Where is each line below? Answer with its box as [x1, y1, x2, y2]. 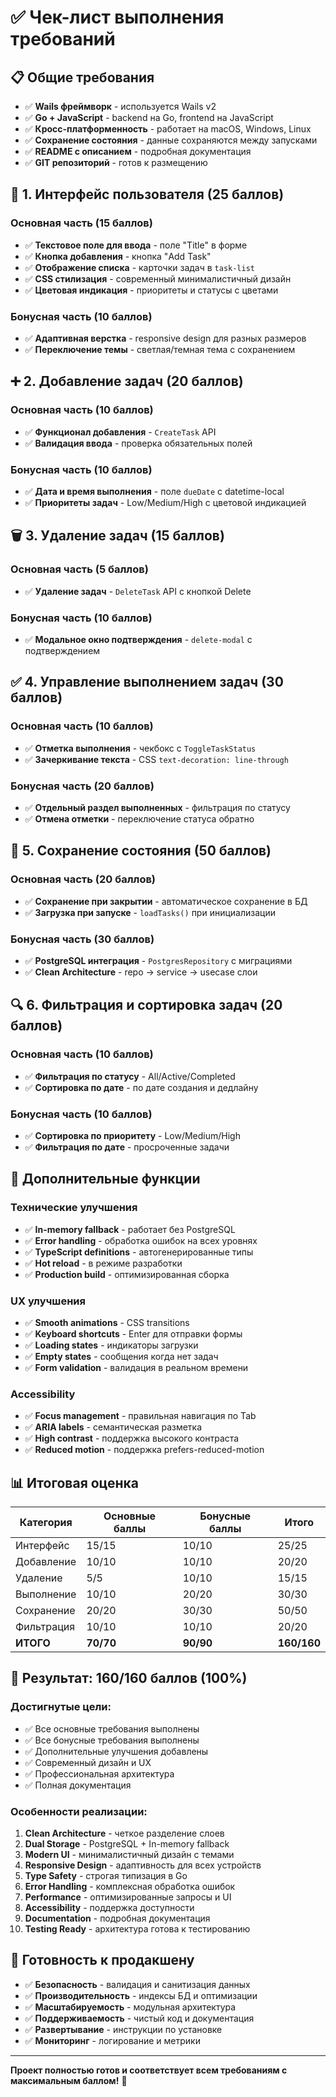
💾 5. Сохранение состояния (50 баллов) [10, 842, 272, 860]
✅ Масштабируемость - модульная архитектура [24, 2001, 237, 2013]
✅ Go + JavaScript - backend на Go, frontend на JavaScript [24, 112, 274, 123]
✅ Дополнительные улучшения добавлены [24, 1745, 209, 1757]
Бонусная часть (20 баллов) [10, 779, 155, 793]
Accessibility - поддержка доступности [24, 1901, 195, 1913]
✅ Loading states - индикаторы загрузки [24, 1339, 199, 1351]
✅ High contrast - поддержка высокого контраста [24, 1432, 240, 1445]
